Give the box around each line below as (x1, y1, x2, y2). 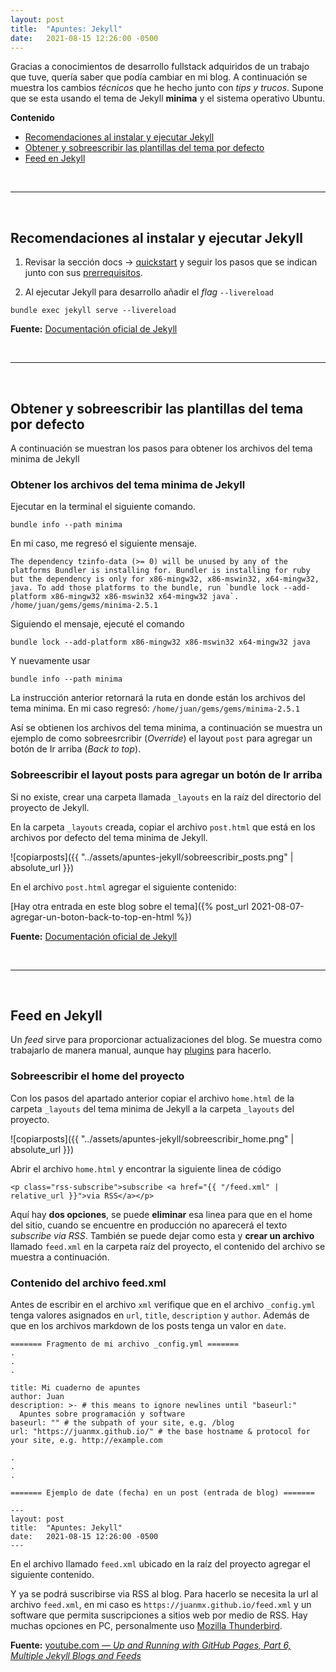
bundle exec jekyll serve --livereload (10, 306, 177, 316)
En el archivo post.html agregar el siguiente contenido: (10, 881, 237, 893)
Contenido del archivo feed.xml (10, 1276, 167, 1290)
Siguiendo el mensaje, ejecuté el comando (10, 618, 185, 630)
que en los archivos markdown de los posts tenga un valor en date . (10, 1320, 287, 1331)
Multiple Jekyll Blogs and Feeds (10, 1650, 142, 1661)
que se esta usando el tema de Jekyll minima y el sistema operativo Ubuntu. (10, 92, 326, 105)
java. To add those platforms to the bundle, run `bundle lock (10, 583, 280, 593)
